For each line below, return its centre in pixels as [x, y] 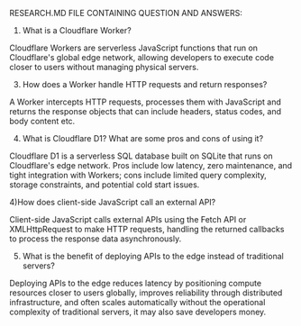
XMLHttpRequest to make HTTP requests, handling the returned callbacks [147, 229]
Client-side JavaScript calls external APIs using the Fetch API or [128, 219]
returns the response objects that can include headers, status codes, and [146, 111]
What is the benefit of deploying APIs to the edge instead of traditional [153, 256]
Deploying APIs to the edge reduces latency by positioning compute [136, 283]
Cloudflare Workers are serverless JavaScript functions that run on [134, 48]
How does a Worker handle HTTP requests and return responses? [145, 84]
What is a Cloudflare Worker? [77, 30]
